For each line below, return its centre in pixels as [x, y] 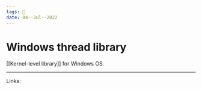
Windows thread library [66, 47]
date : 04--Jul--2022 [32, 17]
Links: [14, 81]
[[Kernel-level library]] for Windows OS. [55, 64]
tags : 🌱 [16, 12]
